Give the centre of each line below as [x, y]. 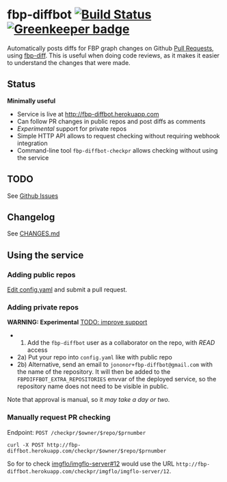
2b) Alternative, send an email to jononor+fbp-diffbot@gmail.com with [115, 365]
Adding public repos [41, 275]
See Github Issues [33, 196]
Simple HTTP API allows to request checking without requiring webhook [118, 136]
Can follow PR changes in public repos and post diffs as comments [111, 121]
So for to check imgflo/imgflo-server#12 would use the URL [91, 464]
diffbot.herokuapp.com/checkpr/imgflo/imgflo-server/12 [88, 471]
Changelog [31, 217]
